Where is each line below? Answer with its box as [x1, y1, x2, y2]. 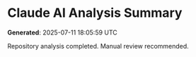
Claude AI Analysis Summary [7, 5, 183, 21]
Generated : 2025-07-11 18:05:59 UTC [7, 28, 118, 37]
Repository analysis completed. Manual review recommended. [7, 42, 189, 50]
